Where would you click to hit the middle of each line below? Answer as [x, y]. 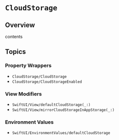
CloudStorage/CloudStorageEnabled [47, 82]
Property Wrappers [28, 65]
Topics [16, 52]
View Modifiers [24, 94]
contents [14, 37]
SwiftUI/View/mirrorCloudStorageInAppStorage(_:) [63, 110]
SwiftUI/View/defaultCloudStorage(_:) [51, 105]
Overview [20, 25]
